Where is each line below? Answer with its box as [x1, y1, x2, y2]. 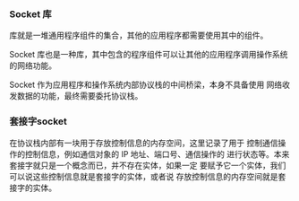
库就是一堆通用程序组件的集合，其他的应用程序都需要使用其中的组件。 [9, 30, 269, 41]
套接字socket [9, 115, 67, 127]
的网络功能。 [9, 60, 56, 71]
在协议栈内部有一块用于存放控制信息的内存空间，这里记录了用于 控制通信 [9, 137, 278, 148]
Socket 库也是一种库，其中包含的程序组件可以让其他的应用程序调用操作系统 [9, 49, 288, 60]
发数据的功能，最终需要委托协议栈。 [9, 91, 143, 101]
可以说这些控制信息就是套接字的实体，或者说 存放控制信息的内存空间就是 [9, 170, 278, 181]
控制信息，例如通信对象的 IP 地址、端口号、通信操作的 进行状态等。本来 [24, 148, 290, 159]
